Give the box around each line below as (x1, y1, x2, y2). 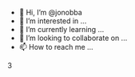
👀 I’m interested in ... (18, 16, 87, 26)
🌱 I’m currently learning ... (18, 25, 105, 34)
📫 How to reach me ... (18, 43, 93, 51)
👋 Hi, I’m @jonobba (18, 8, 83, 17)
